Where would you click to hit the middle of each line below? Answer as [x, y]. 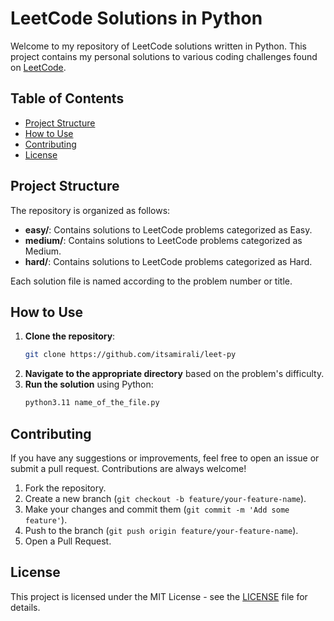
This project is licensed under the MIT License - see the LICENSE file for [159, 596]
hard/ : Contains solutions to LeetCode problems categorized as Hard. [168, 261]
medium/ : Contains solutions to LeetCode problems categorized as [163, 240]
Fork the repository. [65, 488]
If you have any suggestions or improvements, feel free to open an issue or [165, 458]
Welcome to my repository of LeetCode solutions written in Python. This [159, 46]
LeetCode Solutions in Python [136, 18]
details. [25, 607]
